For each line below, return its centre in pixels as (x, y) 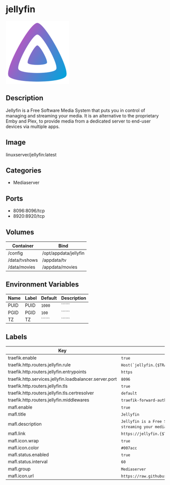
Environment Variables (42, 285)
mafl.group (19, 469)
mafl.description (25, 424)
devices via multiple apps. (33, 126)
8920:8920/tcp (29, 216)
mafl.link (17, 433)
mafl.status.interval (28, 462)
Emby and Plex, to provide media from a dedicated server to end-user (78, 121)
